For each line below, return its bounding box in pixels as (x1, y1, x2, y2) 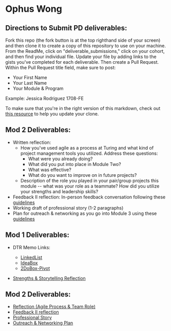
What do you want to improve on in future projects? (28, 172, 137, 178)
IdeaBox (20, 260, 38, 266)
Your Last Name (12, 80, 47, 86)
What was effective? (28, 167, 72, 173)
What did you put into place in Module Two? (28, 161, 122, 167)
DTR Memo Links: (12, 244, 50, 250)
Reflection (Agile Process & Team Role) (12, 304, 96, 310)
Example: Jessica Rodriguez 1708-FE (5, 96, 84, 101)
